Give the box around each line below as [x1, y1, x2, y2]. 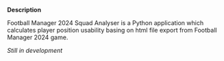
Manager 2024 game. [7, 33, 69, 41]
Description [7, 6, 42, 14]
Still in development [7, 47, 63, 54]
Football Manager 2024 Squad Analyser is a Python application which [7, 19, 204, 26]
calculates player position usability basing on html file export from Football [7, 26, 217, 34]
